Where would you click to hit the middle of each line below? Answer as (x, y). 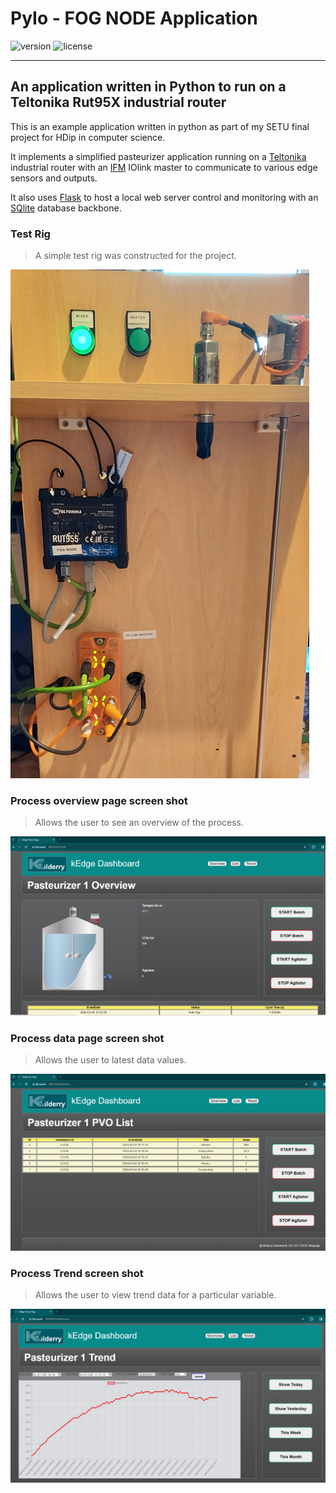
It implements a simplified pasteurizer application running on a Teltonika (158, 156)
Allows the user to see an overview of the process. (139, 823)
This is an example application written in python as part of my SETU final (160, 126)
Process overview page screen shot (99, 800)
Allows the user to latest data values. (110, 1059)
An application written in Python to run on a (148, 87)
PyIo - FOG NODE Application (134, 18)
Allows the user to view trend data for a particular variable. (155, 1295)
